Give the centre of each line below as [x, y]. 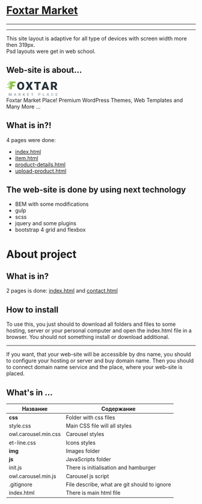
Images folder [83, 451]
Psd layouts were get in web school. [51, 51]
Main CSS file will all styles [99, 426]
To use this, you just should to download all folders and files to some [91, 324]
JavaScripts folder [88, 459]
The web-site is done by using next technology [96, 189]
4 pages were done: [31, 140]
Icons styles [81, 443]
